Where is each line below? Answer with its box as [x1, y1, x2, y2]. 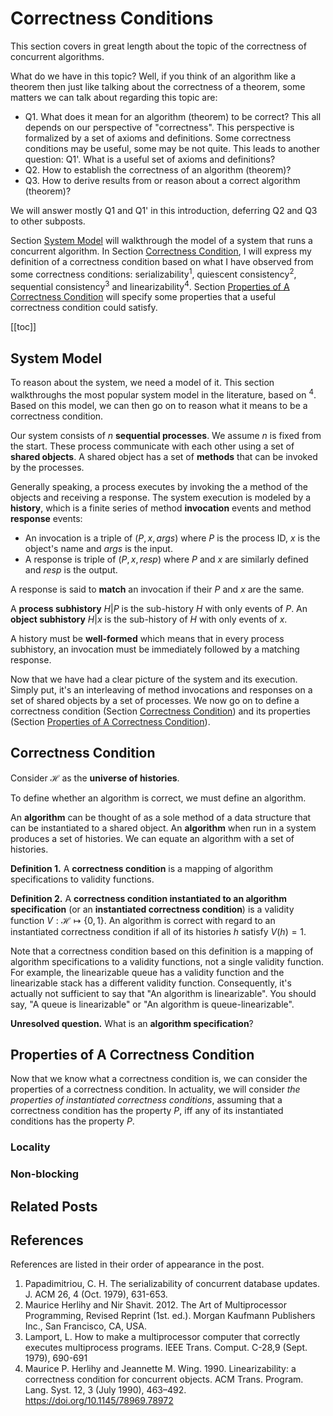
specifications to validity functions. [10, 873, 155, 885]
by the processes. [10, 461, 85, 473]
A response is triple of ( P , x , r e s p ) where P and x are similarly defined [24, 553, 309, 565]
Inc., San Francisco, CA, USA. [24, 1320, 147, 1332]
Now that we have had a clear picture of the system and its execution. [10, 673, 298, 685]
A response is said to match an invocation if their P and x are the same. [10, 583, 305, 595]
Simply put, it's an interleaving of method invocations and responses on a [10, 683, 313, 696]
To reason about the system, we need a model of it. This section [10, 377, 275, 389]
